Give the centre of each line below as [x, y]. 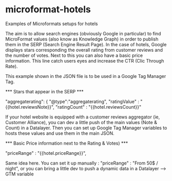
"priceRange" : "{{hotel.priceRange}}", [46, 153]
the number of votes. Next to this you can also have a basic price [74, 55]
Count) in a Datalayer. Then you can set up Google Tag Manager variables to [86, 128]
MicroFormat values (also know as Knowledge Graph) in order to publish [82, 39]
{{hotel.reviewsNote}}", [30, 107]
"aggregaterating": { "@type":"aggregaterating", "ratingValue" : [72, 102]
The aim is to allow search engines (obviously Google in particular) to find [83, 33]
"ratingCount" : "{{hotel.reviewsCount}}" [99, 107]
